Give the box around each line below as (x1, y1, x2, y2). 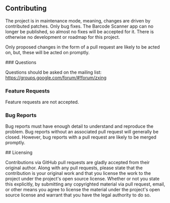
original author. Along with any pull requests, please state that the (5, 165, 143, 171)
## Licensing (5, 149, 33, 155)
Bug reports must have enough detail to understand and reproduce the (5, 123, 154, 129)
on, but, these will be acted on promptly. (5, 49, 90, 55)
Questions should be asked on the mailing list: (5, 69, 102, 75)
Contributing (5, 4, 47, 13)
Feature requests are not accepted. (5, 99, 79, 105)
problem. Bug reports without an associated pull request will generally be (5, 129, 159, 135)
